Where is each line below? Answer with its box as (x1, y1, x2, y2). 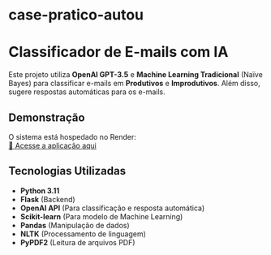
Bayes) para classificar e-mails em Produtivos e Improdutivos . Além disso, (8, 79, 261, 89)
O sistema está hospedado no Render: (8, 132, 136, 141)
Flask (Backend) (19, 194, 75, 204)
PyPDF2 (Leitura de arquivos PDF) (19, 237, 135, 247)
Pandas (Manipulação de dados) (19, 220, 130, 230)
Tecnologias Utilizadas (8, 164, 127, 178)
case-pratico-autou (8, 6, 144, 24)
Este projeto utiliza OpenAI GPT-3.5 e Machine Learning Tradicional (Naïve (8, 70, 264, 80)
